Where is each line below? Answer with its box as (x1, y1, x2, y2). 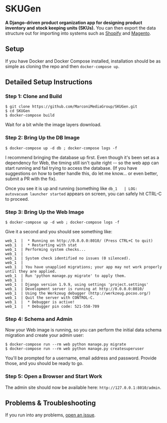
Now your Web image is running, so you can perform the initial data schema (5, 327, 161, 333)
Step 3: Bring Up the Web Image (5, 208, 84, 215)
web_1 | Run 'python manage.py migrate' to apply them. (5, 273, 126, 278)
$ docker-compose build (5, 113, 55, 118)
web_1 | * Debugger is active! (5, 300, 75, 305)
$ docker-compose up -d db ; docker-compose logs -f (5, 146, 117, 151)
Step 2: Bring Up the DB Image (5, 134, 80, 141)
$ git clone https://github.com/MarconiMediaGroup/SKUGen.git (5, 104, 137, 109)
